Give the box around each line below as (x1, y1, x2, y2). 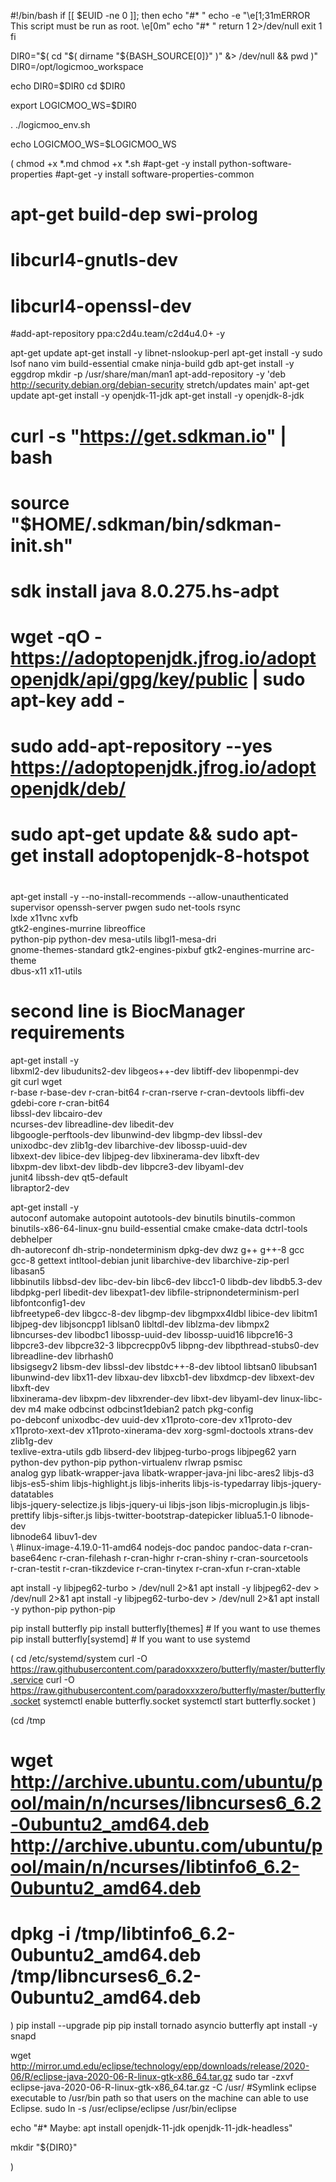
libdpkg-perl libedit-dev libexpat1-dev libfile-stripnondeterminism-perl (10, 1286, 300, 1298)
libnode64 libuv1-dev (10, 1530, 98, 1542)
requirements (10, 1021, 125, 1044)
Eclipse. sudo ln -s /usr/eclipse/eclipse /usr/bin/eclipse (10, 2102, 237, 2114)
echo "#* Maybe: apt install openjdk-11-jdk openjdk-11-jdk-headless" (10, 2121, 293, 2134)
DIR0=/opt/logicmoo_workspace (10, 61, 144, 72)
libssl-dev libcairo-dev (10, 1107, 103, 1119)
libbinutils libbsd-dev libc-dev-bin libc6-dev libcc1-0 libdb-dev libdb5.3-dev (10, 1275, 323, 1287)
